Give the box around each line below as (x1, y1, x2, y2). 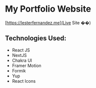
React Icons (12, 78, 36, 84)
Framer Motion (12, 62, 42, 69)
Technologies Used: (5, 34, 67, 42)
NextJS (12, 52, 27, 58)
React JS (12, 47, 30, 53)
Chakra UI (12, 57, 32, 63)
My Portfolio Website (5, 3, 91, 15)
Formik (12, 68, 26, 73)
